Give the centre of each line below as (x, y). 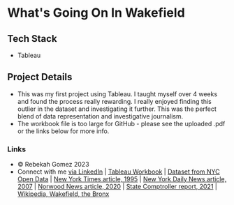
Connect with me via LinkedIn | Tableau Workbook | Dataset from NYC (118, 172)
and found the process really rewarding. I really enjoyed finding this (114, 101)
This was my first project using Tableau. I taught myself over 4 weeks (117, 94)
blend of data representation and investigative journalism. (100, 116)
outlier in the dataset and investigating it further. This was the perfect (117, 109)
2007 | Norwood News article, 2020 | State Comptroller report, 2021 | (117, 187)
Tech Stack (32, 39)
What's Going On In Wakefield (96, 13)
